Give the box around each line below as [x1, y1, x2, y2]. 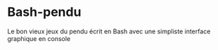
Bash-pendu [7, 4, 82, 20]
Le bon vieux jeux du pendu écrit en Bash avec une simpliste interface [7, 27, 211, 35]
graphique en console [7, 34, 71, 42]
